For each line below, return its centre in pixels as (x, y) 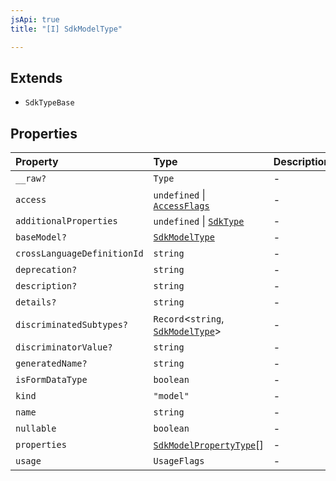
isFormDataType (51, 380)
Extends (36, 77)
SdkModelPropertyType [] (208, 445)
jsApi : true (35, 19)
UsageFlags (179, 461)
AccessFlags (181, 206)
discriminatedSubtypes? (72, 325)
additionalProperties (66, 221)
